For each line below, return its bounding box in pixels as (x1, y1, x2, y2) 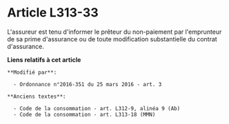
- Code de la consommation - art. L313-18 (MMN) (13, 111, 156, 118)
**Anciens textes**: (7, 93, 67, 100)
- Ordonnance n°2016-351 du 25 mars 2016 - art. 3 (13, 81, 162, 87)
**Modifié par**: (7, 69, 57, 76)
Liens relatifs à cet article (7, 55, 81, 63)
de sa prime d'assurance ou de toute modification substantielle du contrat (7, 34, 217, 43)
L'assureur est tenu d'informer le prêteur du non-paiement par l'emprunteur (7, 28, 222, 36)
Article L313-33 (7, 5, 99, 21)
